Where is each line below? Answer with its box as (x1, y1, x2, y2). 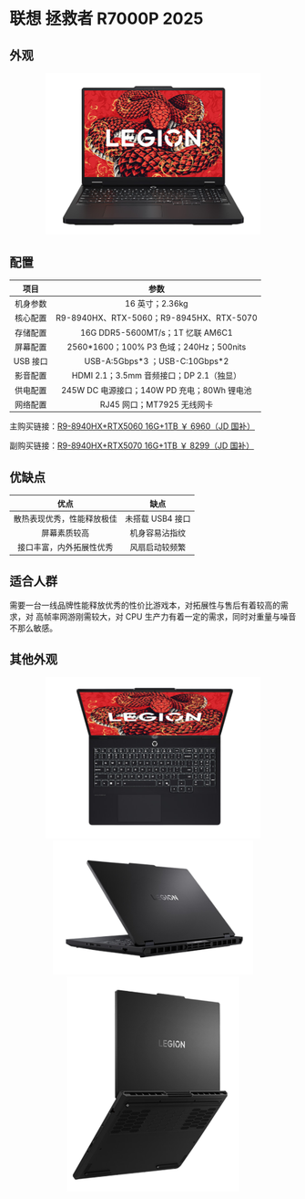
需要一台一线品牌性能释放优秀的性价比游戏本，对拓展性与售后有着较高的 (9, 599, 280, 610)
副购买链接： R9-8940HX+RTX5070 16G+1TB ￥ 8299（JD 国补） (9, 440, 255, 452)
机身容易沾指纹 (129, 527, 187, 538)
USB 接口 (13, 356, 48, 367)
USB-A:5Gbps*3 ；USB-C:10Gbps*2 (84, 356, 229, 367)
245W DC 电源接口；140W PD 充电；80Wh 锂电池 (61, 384, 252, 395)
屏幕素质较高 (41, 527, 89, 538)
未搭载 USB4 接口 (125, 513, 191, 524)
